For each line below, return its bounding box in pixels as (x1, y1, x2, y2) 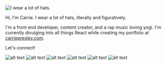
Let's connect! (5, 45, 36, 50)
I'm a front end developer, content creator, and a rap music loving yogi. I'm (5, 24, 161, 30)
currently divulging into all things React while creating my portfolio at (5, 30, 149, 35)
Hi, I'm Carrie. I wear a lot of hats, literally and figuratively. (5, 15, 127, 20)
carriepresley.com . (5, 35, 45, 41)
